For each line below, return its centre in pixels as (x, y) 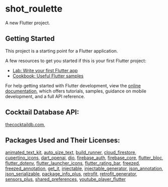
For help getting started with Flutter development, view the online (73, 85)
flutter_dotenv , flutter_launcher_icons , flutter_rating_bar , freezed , (73, 163)
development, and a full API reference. (45, 96)
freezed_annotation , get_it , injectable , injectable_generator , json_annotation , (84, 169)
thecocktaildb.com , (25, 124)
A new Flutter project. (28, 23)
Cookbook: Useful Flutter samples (48, 76)
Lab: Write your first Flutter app (45, 70)
